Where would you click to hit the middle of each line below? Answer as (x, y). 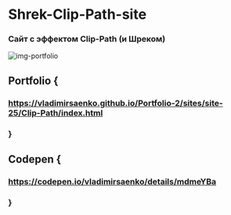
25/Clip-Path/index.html (56, 113)
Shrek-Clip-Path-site (78, 15)
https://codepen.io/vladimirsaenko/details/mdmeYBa (112, 182)
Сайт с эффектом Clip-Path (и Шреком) (87, 39)
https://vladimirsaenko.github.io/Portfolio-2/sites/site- (115, 103)
